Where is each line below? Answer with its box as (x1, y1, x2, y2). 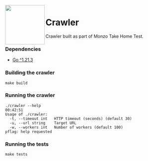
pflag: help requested (5, 129, 52, 134)
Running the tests (5, 141, 49, 148)
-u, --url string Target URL (9, 120, 77, 125)
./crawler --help (5, 103, 41, 108)
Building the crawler (5, 69, 55, 76)
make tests (5, 152, 28, 157)
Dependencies (5, 46, 41, 53)
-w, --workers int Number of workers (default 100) (9, 125, 123, 130)
